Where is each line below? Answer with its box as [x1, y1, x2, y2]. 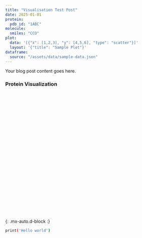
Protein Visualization [5, 81, 57, 88]
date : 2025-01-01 [5, 12, 42, 17]
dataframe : [5, 49, 28, 54]
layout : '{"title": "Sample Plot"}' [10, 45, 87, 50]
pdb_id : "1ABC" [10, 21, 42, 27]
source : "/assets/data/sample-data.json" [10, 54, 98, 59]
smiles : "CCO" [10, 31, 39, 36]
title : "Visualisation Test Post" [5, 7, 78, 13]
